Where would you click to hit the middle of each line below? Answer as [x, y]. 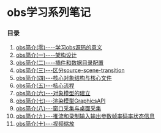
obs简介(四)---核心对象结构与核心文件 [64, 78]
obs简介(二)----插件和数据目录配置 [60, 63]
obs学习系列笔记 [49, 13]
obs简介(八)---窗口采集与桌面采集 [58, 109]
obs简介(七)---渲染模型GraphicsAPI [61, 101]
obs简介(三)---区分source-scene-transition [70, 70]
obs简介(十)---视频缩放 [45, 124]
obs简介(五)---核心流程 [45, 85]
